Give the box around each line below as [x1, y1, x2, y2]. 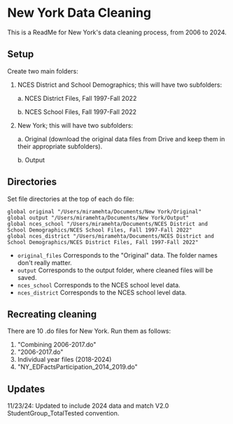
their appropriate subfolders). [17, 142, 103, 150]
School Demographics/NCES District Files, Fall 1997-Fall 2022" [7, 239, 199, 246]
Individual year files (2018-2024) [17, 355, 112, 364]
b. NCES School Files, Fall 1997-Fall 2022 [17, 107, 136, 116]
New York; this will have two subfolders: [17, 121, 134, 129]
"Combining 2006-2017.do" [17, 341, 97, 349]
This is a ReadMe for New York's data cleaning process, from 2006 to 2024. [7, 28, 227, 36]
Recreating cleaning [7, 308, 97, 320]
